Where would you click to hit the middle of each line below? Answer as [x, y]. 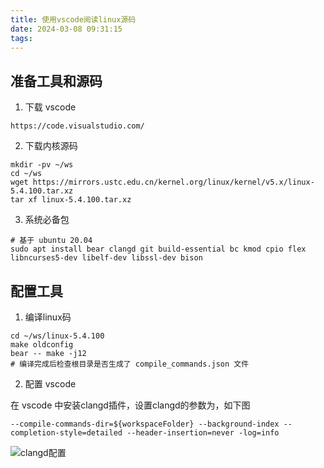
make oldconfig [42, 345]
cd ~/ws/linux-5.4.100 [57, 336]
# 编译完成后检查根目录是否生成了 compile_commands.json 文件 [130, 364]
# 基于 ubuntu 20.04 [51, 241]
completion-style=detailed [66, 433]
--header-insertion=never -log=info [203, 433]
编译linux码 [48, 317]
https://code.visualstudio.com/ [77, 126]
